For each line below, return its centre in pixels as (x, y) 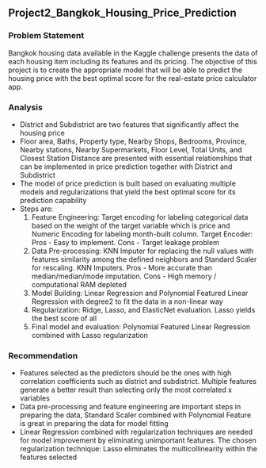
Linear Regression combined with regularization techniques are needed (136, 432)
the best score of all (64, 318)
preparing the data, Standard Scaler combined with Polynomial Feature (135, 415)
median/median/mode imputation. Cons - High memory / (124, 276)
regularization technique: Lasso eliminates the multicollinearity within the (139, 449)
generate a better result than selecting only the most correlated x (125, 390)
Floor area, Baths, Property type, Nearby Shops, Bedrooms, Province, (133, 141)
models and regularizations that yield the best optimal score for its (127, 192)
